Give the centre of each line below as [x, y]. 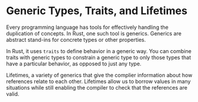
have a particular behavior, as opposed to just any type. [74, 64]
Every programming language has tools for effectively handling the [87, 27]
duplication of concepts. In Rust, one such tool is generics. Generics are [94, 33]
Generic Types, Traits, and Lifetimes [97, 11]
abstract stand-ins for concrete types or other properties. [76, 40]
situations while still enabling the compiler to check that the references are [97, 87]
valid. [13, 94]
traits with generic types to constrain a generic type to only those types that [98, 57]
